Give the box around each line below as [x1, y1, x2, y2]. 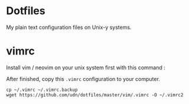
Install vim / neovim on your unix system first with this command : [6, 64, 165, 71]
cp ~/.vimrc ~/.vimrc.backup [6, 87, 78, 93]
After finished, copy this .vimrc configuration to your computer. [6, 75, 161, 82]
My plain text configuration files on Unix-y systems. [6, 24, 132, 31]
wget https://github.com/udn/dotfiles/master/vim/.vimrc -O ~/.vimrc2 [6, 92, 184, 98]
